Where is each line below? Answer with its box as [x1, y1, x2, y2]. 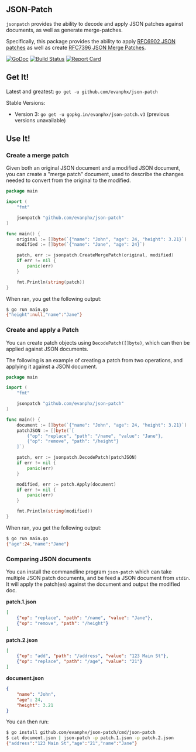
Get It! [6, 73, 29, 83]
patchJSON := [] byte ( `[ [16, 427, 75, 434]
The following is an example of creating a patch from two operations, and [6, 356, 183, 363]
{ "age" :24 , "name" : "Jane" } [6, 541, 69, 547]
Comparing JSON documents [6, 555, 91, 563]
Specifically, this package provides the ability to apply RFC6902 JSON [6, 37, 176, 44]
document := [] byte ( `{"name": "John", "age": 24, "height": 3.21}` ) [16, 422, 187, 428]
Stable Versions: [6, 99, 46, 106]
